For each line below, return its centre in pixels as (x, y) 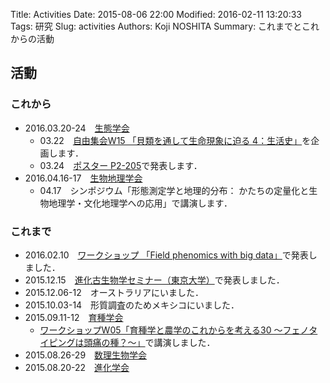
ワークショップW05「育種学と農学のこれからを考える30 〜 (161, 330)
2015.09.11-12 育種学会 (74, 317)
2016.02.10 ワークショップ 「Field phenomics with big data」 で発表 (166, 255)
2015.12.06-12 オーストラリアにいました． (114, 292)
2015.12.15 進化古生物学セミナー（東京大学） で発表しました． (154, 280)
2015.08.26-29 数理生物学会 (86, 355)
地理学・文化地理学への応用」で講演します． (140, 203)
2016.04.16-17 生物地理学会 (83, 178)
